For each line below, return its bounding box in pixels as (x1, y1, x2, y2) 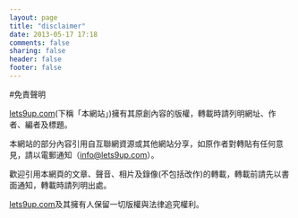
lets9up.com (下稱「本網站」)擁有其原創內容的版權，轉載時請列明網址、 (9, 108, 268, 118)
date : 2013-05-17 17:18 (9, 30, 98, 39)
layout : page (9, 13, 58, 22)
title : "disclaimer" (9, 22, 87, 31)
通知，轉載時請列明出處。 (16, 179, 112, 190)
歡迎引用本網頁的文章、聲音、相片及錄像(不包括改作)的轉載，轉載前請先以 (9, 168, 282, 179)
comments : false (9, 38, 70, 48)
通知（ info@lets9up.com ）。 (55, 149, 159, 160)
